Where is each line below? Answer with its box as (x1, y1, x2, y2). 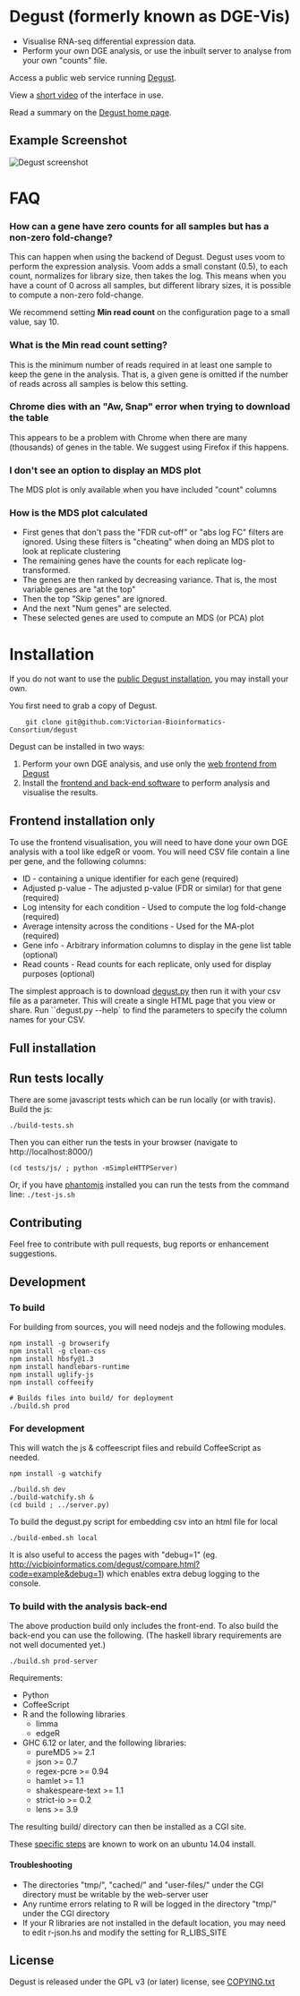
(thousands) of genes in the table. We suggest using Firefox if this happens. (9, 441, 289, 452)
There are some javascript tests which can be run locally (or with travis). (9, 1094, 276, 1105)
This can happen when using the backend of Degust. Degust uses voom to (9, 252, 285, 262)
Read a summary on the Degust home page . (9, 107, 172, 117)
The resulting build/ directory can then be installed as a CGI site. (9, 1821, 247, 1832)
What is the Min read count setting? (9, 338, 168, 351)
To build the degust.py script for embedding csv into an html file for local (9, 1516, 278, 1528)
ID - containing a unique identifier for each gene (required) (21, 873, 239, 884)
